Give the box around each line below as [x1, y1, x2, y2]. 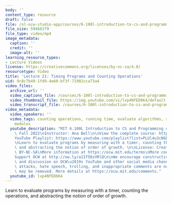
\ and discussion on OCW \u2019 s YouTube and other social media [14, 159, 155, 164]
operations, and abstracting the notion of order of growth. [5, 193, 127, 199]
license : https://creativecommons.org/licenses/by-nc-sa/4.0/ [5, 64, 141, 69]
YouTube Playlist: [14, 136, 54, 141]
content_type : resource [5, 12, 56, 17]
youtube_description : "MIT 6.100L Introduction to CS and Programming [10, 126, 164, 131]
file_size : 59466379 [5, 27, 50, 32]
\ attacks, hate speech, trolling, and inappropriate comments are [14, 164, 161, 169]
